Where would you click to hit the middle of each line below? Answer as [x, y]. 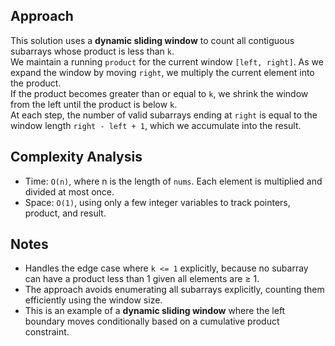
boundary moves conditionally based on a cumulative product [152, 321]
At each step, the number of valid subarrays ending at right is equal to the [164, 115]
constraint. [47, 332]
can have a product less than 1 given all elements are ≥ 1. [142, 279]
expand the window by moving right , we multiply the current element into [162, 72]
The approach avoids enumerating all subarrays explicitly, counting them [174, 290]
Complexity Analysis [76, 157]
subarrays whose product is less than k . [92, 51]
